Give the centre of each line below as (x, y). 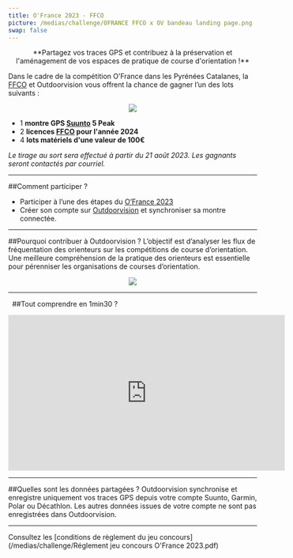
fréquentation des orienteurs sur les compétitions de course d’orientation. (128, 250)
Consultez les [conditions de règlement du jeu (83, 537)
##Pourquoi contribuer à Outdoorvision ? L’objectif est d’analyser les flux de (132, 241)
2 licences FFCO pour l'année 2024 (79, 132)
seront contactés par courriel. (57, 164)
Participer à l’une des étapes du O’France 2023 (96, 202)
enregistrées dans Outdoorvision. (62, 515)
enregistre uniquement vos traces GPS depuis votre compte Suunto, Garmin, (133, 498)
